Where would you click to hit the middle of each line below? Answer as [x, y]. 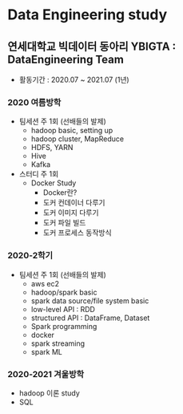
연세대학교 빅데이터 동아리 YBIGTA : [92, 46]
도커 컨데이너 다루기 [74, 203]
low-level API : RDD [63, 309]
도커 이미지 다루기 [71, 213]
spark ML [47, 351]
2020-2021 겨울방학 [46, 374]
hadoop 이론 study [50, 393]
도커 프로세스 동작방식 [78, 233]
